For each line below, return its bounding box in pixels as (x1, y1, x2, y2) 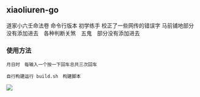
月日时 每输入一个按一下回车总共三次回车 (6, 62, 98, 68)
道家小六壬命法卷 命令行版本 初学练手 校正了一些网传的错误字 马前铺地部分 (6, 21, 194, 29)
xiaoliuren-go (6, 5, 59, 15)
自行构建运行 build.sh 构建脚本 (6, 73, 81, 80)
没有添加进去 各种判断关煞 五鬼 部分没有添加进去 (6, 29, 140, 37)
